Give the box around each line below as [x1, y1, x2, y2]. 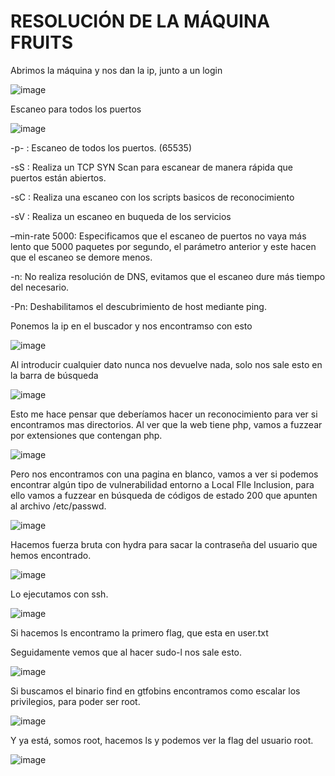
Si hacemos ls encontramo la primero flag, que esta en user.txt [10, 626, 269, 639]
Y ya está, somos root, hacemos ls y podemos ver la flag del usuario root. [10, 734, 314, 746]
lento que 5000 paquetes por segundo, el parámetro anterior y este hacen [10, 240, 317, 252]
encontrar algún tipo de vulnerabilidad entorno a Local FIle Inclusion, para [10, 478, 315, 490]
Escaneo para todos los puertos [10, 103, 142, 115]
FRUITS [10, 31, 74, 54]
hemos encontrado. [10, 549, 92, 561]
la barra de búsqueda [10, 369, 99, 381]
